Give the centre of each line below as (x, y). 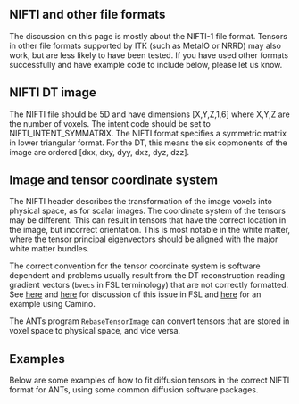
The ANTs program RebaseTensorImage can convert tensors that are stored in (149, 321)
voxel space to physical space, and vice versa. (95, 331)
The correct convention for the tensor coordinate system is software (135, 266)
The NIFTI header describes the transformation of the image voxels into (141, 202)
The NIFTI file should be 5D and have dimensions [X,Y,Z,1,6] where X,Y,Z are (149, 114)
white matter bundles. (49, 249)
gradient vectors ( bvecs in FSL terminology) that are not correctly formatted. (149, 285)
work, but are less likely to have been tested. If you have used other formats (149, 55)
